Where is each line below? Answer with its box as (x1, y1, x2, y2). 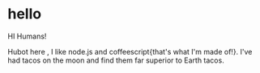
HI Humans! (7, 31, 47, 41)
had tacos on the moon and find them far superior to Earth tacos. (7, 55, 224, 65)
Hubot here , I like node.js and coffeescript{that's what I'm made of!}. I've (7, 47, 253, 56)
